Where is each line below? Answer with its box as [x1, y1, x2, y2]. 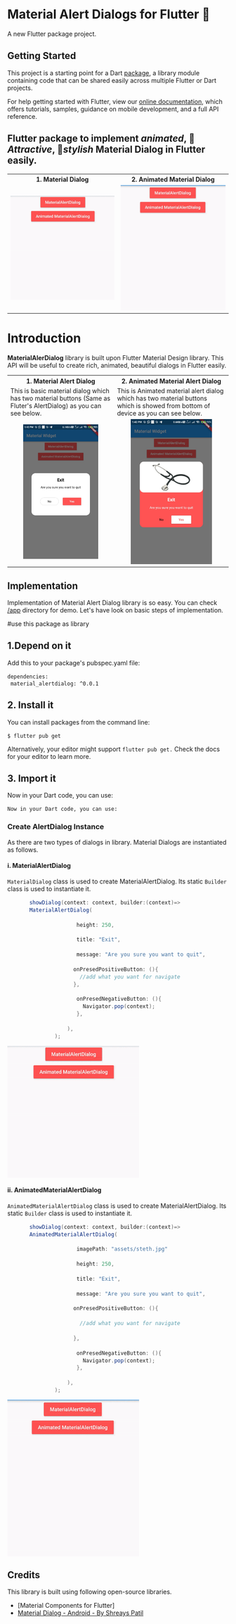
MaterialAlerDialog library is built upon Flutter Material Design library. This [7, 354, 224, 362]
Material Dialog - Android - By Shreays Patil [17, 1609, 144, 1617]
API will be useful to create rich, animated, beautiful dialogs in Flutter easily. [7, 362, 227, 370]
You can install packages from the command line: [7, 717, 150, 727]
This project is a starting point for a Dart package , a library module [7, 68, 200, 77]
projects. [7, 84, 33, 92]
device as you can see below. [117, 409, 202, 417]
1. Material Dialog [36, 175, 89, 184]
